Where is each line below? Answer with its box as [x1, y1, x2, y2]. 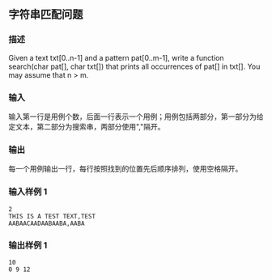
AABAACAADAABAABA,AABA [8, 219, 85, 227]
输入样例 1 [8, 186, 48, 197]
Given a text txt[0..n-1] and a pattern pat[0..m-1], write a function [8, 53, 224, 62]
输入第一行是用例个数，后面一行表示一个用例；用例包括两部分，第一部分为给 [8, 112, 264, 121]
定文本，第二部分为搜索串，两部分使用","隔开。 [8, 121, 165, 131]
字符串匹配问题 [8, 7, 83, 22]
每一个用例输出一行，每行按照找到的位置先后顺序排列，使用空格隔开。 [8, 164, 243, 174]
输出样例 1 [8, 240, 48, 251]
